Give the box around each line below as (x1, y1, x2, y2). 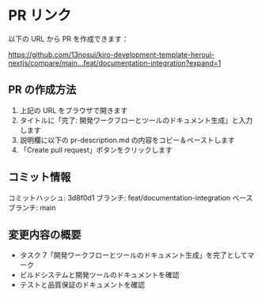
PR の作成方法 (8, 83, 77, 96)
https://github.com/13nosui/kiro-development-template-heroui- (8, 50, 215, 59)
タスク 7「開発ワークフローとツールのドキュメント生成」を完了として (19, 250, 248, 260)
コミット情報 (8, 171, 71, 184)
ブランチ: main (8, 202, 56, 212)
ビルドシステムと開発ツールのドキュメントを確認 (19, 270, 180, 280)
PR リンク (8, 6, 72, 24)
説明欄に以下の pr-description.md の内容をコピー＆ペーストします (19, 135, 235, 145)
